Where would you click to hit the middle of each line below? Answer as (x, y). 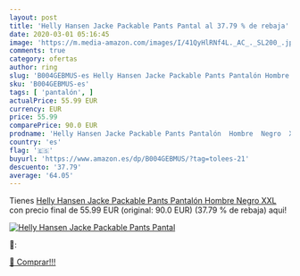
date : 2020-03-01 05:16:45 (59, 34)
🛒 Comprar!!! (33, 262)
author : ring (33, 68)
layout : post (33, 17)
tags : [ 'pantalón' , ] (51, 92)
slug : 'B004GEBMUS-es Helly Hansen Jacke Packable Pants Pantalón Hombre (150, 76)
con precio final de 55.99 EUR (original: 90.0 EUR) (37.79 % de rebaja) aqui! (148, 210)
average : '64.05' (42, 175)
